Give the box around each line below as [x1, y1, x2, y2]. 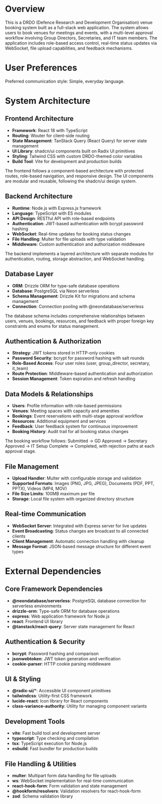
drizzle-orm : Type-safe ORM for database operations [12, 608, 120, 614]
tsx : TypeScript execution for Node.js [12, 740, 87, 746]
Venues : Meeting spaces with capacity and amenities [12, 408, 120, 414]
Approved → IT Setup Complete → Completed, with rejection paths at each [5, 443, 155, 449]
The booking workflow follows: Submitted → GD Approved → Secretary [5, 438, 148, 444]
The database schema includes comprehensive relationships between [5, 313, 145, 318]
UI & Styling [5, 675, 41, 683]
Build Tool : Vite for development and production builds [12, 158, 122, 164]
